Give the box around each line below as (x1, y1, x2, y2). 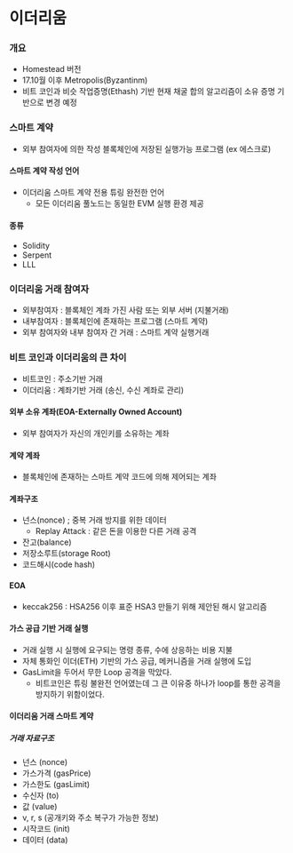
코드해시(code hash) (21, 559, 96, 570)
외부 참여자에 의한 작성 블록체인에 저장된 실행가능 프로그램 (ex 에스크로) (21, 143, 272, 154)
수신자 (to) (21, 790, 59, 801)
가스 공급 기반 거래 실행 (9, 623, 89, 634)
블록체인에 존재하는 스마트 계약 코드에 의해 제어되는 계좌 (21, 472, 218, 482)
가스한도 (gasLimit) (21, 779, 91, 790)
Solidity (21, 241, 51, 251)
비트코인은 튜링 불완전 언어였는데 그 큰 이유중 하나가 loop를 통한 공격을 (35, 677, 281, 689)
